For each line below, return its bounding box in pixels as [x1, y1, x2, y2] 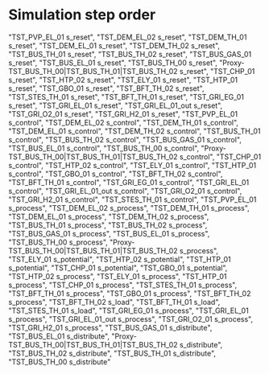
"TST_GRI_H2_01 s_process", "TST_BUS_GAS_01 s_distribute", [8, 323, 213, 332]
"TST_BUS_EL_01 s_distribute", [8, 331, 110, 341]
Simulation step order [8, 6, 156, 24]
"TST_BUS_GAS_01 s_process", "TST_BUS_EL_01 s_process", [8, 228, 210, 238]
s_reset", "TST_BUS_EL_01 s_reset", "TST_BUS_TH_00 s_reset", [8, 58, 217, 68]
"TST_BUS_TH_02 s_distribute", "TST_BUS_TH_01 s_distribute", [8, 348, 216, 358]
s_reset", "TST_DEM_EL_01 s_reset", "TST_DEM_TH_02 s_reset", [8, 40, 220, 50]
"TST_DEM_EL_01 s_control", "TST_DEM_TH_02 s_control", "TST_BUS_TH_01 [8, 126, 261, 136]
